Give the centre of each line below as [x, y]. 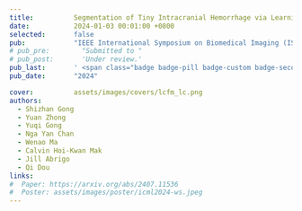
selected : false [52, 34]
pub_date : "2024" [54, 76]
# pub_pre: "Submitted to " [76, 51]
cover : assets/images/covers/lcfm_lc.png [106, 92]
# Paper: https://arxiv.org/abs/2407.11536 [94, 184]
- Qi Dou [34, 167]
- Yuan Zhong [42, 118]
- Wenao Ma [38, 143]
